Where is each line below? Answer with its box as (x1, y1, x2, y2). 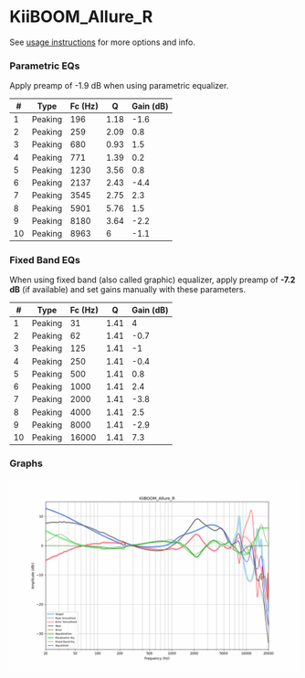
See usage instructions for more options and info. (9, 37, 196, 48)
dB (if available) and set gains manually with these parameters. (9, 284, 247, 295)
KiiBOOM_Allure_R (9, 6, 153, 27)
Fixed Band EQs (9, 253, 80, 266)
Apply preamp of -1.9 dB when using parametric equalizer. (9, 80, 229, 91)
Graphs (9, 457, 43, 470)
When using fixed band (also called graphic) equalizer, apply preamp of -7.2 (9, 274, 296, 285)
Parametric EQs (9, 59, 80, 72)
